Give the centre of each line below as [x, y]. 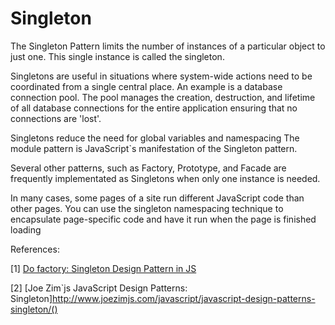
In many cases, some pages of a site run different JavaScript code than [157, 198]
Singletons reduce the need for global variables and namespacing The [155, 138]
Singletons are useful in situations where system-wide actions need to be [161, 76]
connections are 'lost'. [56, 118]
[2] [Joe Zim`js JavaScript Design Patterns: [99, 288]
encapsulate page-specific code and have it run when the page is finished [163, 219]
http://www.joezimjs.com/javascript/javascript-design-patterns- [184, 298]
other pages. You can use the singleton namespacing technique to [147, 208]
